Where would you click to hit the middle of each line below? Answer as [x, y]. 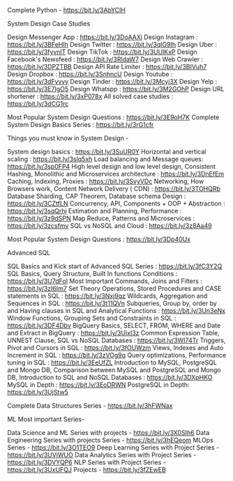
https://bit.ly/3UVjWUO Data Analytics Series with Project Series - [102, 455]
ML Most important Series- [46, 419]
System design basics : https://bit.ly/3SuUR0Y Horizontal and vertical [107, 152]
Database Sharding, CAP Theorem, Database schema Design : [97, 196]
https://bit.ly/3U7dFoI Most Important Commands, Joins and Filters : [105, 281]
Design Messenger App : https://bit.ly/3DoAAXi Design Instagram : [103, 37]
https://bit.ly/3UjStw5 [38, 392]
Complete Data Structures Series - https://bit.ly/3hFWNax [90, 406]
